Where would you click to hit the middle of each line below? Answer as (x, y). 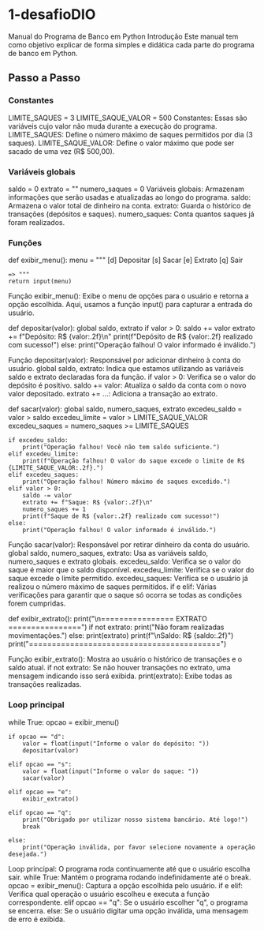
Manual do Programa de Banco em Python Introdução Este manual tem (123, 36)
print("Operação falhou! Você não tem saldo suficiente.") (121, 448)
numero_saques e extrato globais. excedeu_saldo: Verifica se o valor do (125, 561)
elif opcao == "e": (40, 792)
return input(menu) (40, 282)
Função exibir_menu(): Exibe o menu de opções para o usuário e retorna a (129, 296)
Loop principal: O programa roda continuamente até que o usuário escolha (129, 868)
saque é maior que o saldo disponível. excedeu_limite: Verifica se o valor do (131, 570)
